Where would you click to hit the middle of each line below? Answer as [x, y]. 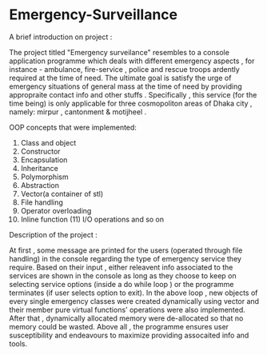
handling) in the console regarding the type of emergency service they [126, 258]
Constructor [40, 151]
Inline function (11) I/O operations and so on [92, 219]
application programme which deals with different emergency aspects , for [132, 61]
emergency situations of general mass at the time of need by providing [126, 86]
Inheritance [40, 168]
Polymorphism [44, 177]
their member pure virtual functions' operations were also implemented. [128, 309]
